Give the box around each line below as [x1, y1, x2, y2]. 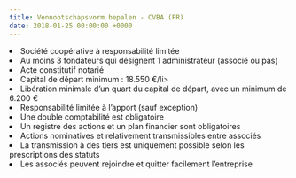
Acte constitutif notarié [20, 64, 105, 75]
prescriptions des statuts [9, 149, 100, 159]
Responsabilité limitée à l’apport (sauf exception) [20, 102, 199, 112]
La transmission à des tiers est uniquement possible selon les [20, 139, 245, 151]
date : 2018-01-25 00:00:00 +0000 [9, 21, 133, 30]
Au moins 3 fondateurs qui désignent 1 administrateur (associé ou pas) [20, 55, 278, 66]
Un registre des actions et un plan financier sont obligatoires [20, 120, 241, 131]
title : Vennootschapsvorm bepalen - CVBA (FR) [9, 12, 184, 22]
